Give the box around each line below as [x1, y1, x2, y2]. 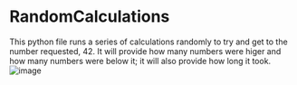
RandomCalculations [9, 6, 170, 27]
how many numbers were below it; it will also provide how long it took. [9, 55, 272, 66]
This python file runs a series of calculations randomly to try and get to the [9, 36, 288, 47]
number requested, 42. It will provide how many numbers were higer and [9, 45, 282, 56]
